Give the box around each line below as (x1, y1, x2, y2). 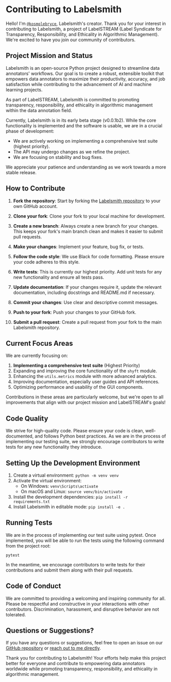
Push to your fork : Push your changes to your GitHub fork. (13, 309, 136, 315)
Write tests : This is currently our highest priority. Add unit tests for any (13, 268, 162, 275)
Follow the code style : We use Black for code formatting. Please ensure (13, 253, 164, 259)
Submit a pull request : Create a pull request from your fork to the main (13, 319, 162, 325)
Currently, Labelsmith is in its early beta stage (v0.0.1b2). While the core (6, 117, 157, 123)
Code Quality (6, 414, 48, 423)
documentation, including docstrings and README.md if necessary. (13, 289, 156, 295)
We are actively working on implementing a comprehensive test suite (13, 138, 158, 144)
